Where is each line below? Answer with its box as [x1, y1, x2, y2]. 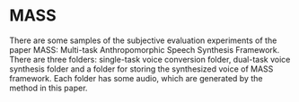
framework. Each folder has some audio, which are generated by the [9, 72, 263, 83]
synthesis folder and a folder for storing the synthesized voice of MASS [9, 64, 274, 74]
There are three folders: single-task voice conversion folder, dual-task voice [9, 54, 291, 64]
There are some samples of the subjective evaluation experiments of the [9, 35, 277, 46]
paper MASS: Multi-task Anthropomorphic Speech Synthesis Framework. [9, 44, 280, 55]
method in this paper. [9, 82, 88, 93]
